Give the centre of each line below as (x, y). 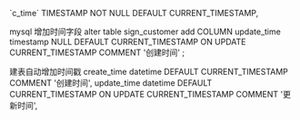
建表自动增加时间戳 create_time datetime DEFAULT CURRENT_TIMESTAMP (149, 72)
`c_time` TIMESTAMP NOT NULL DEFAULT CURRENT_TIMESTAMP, (134, 13)
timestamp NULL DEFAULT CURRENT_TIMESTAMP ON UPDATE (128, 42)
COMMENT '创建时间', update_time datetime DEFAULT (111, 83)
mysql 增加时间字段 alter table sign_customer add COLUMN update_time (145, 32)
